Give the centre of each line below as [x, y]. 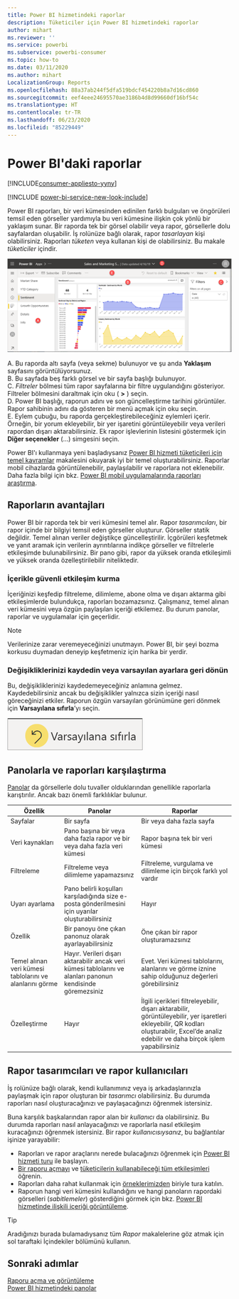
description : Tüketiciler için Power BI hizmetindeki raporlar [103, 22]
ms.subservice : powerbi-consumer [57, 53]
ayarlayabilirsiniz [89, 943]
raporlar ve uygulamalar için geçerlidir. [64, 616]
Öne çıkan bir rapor [169, 932]
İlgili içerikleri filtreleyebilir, [180, 1001]
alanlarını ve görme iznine [179, 969]
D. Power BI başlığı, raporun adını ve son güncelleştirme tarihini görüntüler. [117, 401]
